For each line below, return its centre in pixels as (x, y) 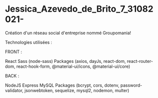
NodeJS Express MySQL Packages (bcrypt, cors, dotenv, (62, 85)
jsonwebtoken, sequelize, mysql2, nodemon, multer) (77, 90)
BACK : (12, 76)
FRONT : (14, 52)
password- (131, 85)
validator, (14, 90)
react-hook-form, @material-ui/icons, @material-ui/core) (73, 66)
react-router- (140, 61)
